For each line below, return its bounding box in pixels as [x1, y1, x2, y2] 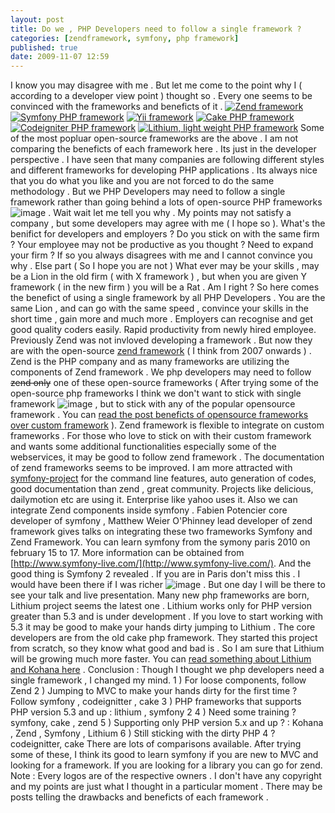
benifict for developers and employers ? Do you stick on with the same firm [10, 228, 320, 240]
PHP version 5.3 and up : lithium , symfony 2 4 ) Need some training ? [10, 706, 297, 718]
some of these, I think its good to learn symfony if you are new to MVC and [10, 749, 319, 761]
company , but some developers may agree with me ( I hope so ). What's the [10, 217, 326, 230]
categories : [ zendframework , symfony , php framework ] [10, 33, 240, 43]
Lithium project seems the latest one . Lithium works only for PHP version [10, 600, 313, 612]
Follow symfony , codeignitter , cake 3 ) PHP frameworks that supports [10, 696, 302, 708]
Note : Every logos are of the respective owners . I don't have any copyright [10, 770, 322, 782]
